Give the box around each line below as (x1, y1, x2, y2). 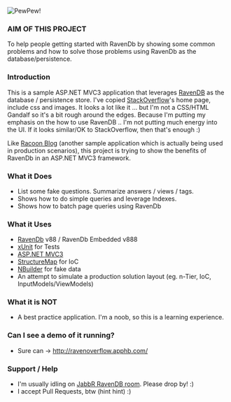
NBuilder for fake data (17, 265, 82, 273)
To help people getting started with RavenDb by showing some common (7, 40, 216, 48)
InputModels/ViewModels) (17, 280, 94, 288)
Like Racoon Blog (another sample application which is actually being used (7, 138, 223, 147)
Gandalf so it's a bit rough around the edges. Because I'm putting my (7, 110, 206, 119)
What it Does (7, 171, 52, 181)
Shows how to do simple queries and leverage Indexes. (17, 194, 177, 203)
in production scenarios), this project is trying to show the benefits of (7, 146, 206, 155)
